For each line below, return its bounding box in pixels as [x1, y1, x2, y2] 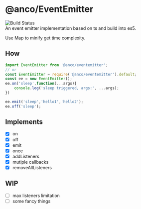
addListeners [12, 153, 40, 159]
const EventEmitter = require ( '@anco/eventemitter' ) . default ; [5, 72, 137, 77]
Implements [5, 118, 43, 126]
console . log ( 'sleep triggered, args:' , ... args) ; [14, 86, 120, 91]
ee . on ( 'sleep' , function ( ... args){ [5, 81, 77, 86]
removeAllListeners [12, 164, 52, 170]
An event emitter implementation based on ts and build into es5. [5, 25, 136, 31]
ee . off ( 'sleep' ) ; [5, 104, 41, 109]
